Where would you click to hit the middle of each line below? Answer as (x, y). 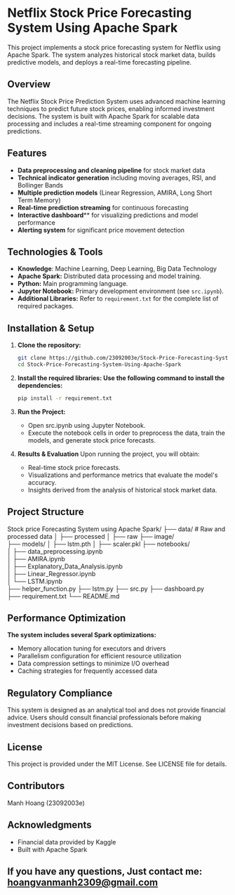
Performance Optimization (67, 619)
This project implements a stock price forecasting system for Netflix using (114, 47)
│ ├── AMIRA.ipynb (36, 558)
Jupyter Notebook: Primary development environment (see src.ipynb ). (121, 291)
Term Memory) (39, 200)
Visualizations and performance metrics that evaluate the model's (123, 475)
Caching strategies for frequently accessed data (87, 671)
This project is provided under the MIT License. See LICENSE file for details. (117, 764)
